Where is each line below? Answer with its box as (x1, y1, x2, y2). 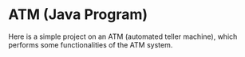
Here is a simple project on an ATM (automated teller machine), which (8, 32, 238, 41)
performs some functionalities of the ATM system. (8, 40, 173, 49)
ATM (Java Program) (8, 6, 148, 24)
